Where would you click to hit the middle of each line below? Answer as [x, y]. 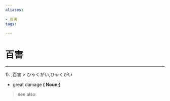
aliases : [14, 10]
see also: [27, 94]
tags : [11, 24]
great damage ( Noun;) [36, 85]
